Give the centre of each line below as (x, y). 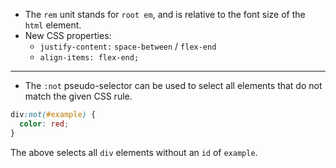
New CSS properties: (68, 35)
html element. (53, 25)
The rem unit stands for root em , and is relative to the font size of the (165, 14)
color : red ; (44, 124)
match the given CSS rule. (78, 96)
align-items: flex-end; (89, 58)
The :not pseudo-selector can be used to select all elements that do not (173, 85)
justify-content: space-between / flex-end (128, 46)
